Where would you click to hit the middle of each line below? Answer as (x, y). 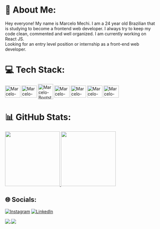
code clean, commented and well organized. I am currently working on (76, 34)
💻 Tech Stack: (35, 70)
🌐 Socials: (21, 200)
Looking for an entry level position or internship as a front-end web (72, 44)
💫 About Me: (31, 10)
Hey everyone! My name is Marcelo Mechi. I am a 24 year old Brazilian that (80, 23)
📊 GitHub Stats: (38, 117)
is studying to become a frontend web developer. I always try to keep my (78, 28)
